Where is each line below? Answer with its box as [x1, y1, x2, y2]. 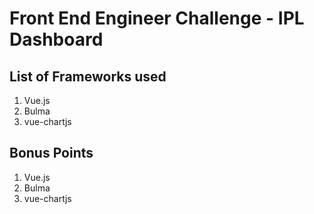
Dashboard [9, 28, 104, 51]
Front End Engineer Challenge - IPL [9, 7, 305, 30]
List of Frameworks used [9, 68, 167, 85]
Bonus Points [9, 145, 94, 162]
